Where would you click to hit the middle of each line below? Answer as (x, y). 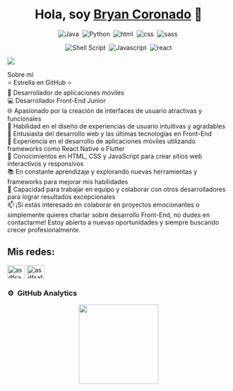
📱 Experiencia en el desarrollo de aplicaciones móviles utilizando (102, 141)
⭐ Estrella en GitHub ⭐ (40, 82)
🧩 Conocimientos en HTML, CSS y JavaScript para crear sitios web (105, 156)
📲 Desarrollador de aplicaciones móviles (66, 92)
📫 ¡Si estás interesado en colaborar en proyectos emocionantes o (103, 205)
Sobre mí (20, 74)
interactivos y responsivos (46, 163)
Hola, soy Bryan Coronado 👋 (119, 14)
